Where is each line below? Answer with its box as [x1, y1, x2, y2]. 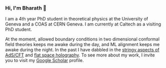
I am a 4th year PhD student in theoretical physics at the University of [5, 16, 148, 22]
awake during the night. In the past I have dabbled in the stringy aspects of [5, 47, 159, 53]
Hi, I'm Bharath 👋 [5, 4, 46, 11]
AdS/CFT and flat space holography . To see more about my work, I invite [5, 52, 155, 58]
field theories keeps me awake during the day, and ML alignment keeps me [5, 41, 160, 47]
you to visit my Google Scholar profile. [5, 57, 84, 63]
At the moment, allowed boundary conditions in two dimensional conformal [5, 36, 160, 42]
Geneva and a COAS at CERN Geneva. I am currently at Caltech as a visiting [5, 21, 161, 27]
